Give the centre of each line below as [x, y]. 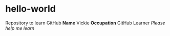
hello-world [31, 9]
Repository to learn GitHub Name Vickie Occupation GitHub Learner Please [85, 23]
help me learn [20, 28]
